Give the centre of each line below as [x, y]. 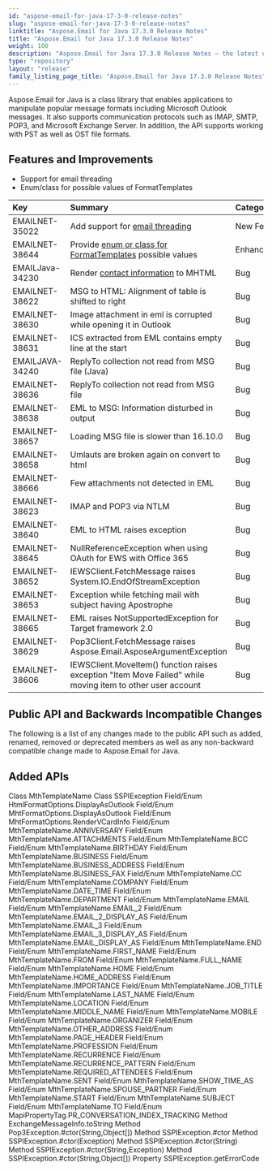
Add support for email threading [131, 227]
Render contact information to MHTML [143, 273]
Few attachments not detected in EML [142, 483]
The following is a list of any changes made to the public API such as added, [136, 734]
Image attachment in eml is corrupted [141, 315]
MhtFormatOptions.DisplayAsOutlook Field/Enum [90, 814]
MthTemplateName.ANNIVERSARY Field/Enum [86, 831]
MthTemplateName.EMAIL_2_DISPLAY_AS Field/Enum [98, 917]
